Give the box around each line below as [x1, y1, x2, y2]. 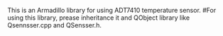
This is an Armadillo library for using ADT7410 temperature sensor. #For [7, 6, 217, 14]
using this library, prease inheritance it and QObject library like [7, 13, 190, 22]
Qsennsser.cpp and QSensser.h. [7, 21, 102, 29]
